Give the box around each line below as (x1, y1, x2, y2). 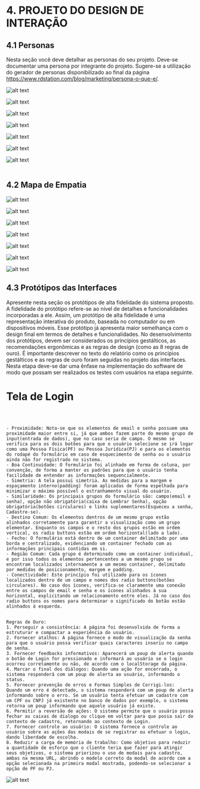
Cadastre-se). (6, 509, 42, 515)
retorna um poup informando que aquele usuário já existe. (6, 703, 156, 709)
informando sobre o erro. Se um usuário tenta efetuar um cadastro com (6, 692, 188, 698)
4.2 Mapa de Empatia (6, 180, 87, 190)
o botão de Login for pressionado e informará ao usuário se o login (6, 656, 183, 661)
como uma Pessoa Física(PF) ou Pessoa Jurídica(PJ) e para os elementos (6, 446, 191, 452)
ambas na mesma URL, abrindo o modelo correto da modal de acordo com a (6, 755, 191, 761)
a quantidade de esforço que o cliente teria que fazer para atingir (6, 745, 183, 751)
